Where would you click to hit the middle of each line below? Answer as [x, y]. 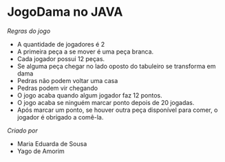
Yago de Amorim [41, 151]
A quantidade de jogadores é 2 [61, 44]
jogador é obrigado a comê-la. [60, 117]
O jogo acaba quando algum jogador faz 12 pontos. [90, 95]
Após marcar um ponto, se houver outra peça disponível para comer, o [117, 110]
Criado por [22, 130]
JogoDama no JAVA [65, 12]
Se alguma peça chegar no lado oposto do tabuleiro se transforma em [116, 66]
